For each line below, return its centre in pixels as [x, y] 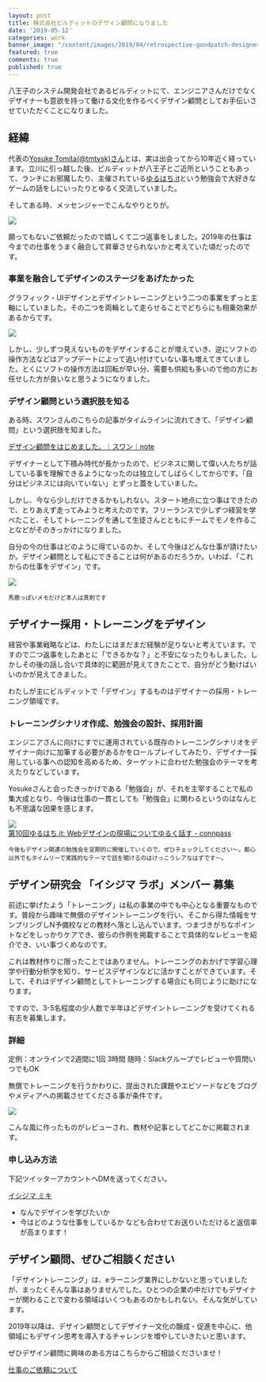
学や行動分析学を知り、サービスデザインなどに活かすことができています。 [129, 972]
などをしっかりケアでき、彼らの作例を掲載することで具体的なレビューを [133, 935]
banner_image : [32, 45]
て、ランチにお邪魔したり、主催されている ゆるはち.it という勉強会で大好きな [132, 178]
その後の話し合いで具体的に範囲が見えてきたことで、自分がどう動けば [136, 664]
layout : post [30, 15]
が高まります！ [44, 1232]
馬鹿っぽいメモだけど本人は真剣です [57, 598]
